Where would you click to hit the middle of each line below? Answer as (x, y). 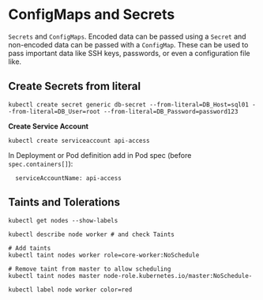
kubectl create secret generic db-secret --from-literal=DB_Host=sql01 (128, 104)
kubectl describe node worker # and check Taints (92, 234)
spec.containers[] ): (41, 163)
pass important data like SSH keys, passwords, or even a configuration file (129, 53)
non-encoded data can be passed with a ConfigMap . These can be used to (128, 44)
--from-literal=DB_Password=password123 (171, 111)
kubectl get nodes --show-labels (63, 220)
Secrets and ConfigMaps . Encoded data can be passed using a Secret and (127, 36)
